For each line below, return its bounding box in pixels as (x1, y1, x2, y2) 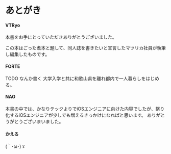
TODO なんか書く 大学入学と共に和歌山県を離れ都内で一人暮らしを (5, 75, 146, 82)
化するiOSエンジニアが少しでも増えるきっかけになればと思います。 (5, 112, 146, 118)
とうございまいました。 (14, 118, 64, 124)
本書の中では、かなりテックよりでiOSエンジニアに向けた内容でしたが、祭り (5, 106, 165, 112)
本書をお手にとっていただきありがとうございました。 (5, 34, 117, 40)
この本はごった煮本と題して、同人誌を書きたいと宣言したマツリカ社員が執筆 (5, 45, 166, 51)
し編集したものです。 (5, 52, 50, 58)
